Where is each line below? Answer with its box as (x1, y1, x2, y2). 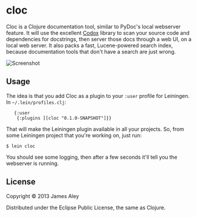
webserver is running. (6, 160, 59, 167)
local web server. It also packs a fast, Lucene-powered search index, (6, 42, 173, 49)
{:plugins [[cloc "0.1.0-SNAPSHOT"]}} (16, 115, 112, 121)
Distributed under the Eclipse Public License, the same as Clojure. (6, 204, 166, 211)
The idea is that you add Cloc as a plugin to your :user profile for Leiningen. (6, 92, 190, 99)
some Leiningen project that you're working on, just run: (6, 131, 142, 139)
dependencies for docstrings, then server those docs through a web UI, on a (6, 35, 192, 42)
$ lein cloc (6, 143, 35, 149)
